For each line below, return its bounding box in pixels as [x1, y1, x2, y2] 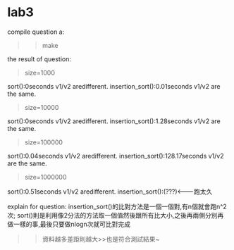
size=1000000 [24, 173, 67, 181]
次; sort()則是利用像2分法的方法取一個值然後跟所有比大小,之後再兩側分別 [7, 211, 218, 219]
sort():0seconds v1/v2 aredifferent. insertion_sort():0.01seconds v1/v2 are [7, 82, 221, 90]
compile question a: [7, 27, 65, 36]
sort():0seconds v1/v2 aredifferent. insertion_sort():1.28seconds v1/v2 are [7, 117, 221, 125]
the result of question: [7, 54, 72, 63]
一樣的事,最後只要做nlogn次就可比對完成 [13, 220, 130, 228]
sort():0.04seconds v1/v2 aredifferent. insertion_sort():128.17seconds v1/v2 [7, 151, 224, 160]
